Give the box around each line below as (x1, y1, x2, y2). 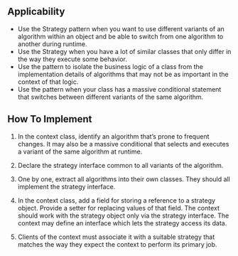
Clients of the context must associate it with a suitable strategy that (17, 233, 215, 241)
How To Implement (7, 113, 92, 125)
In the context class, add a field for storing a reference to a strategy (17, 196, 215, 205)
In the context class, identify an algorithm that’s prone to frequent (17, 132, 210, 141)
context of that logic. (17, 78, 79, 86)
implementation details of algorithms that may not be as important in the (17, 70, 229, 78)
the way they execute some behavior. (17, 55, 128, 63)
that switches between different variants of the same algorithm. (17, 92, 204, 101)
